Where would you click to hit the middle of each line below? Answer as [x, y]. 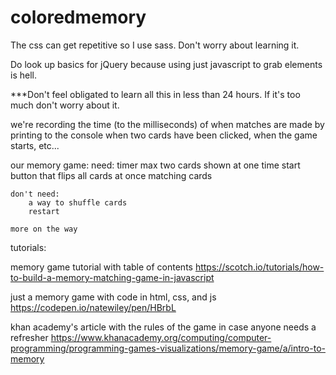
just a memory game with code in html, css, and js [113, 297]
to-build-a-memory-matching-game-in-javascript [112, 277]
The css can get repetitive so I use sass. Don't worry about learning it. [155, 45]
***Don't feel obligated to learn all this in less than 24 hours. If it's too [155, 94]
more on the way [44, 229]
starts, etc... [35, 145]
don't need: [35, 194]
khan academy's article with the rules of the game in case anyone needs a [163, 327]
